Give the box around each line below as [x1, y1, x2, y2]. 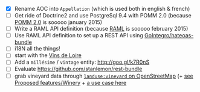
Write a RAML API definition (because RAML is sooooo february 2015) [14, 25, 189, 32]
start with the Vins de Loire [14, 52, 82, 59]
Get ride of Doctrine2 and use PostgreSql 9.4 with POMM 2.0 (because [14, 12, 192, 19]
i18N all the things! [14, 45, 61, 52]
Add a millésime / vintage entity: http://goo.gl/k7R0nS [14, 58, 150, 66]
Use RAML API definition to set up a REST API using [14, 32, 143, 39]
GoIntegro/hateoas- [144, 32, 194, 39]
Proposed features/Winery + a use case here [14, 79, 127, 86]
